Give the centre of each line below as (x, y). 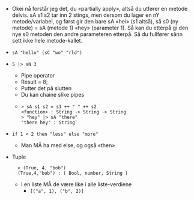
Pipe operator (38, 75)
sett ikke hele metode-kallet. (47, 41)
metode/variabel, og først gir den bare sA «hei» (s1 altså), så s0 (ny (95, 21)
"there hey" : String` (49, 123)
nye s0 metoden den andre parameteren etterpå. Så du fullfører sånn (97, 34)
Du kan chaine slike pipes (53, 95)
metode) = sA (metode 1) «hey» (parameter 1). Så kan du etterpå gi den (100, 28)
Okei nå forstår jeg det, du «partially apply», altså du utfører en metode (100, 9)
